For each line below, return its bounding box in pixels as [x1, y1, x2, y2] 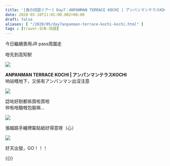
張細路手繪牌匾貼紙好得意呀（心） [5, 125, 76, 131]
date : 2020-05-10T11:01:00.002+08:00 [5, 12, 85, 17]
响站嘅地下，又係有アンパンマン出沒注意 [5, 78, 90, 84]
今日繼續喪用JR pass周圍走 [5, 41, 62, 47]
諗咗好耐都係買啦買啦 [5, 98, 50, 104]
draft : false [5, 17, 33, 22]
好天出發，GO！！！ [5, 145, 48, 151]
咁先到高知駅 [5, 52, 32, 58]
